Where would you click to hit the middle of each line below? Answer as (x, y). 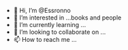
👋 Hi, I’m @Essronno (42, 10)
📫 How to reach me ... (45, 40)
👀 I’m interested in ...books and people (67, 18)
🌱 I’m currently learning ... (50, 25)
